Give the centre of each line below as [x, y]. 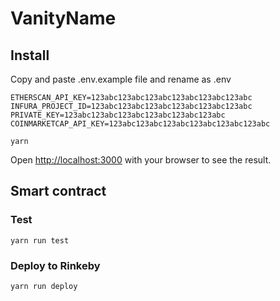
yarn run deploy [44, 286]
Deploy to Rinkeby [55, 265]
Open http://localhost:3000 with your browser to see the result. [141, 160]
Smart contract [58, 191]
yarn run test [40, 240]
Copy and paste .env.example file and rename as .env [121, 79]
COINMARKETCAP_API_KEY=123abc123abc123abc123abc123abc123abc [140, 124]
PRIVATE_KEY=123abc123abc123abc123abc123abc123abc [118, 115]
